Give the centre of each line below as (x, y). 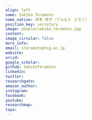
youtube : (15, 100)
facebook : (16, 95)
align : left (18, 10)
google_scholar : (22, 62)
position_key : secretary (32, 24)
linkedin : (16, 72)
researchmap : (19, 105)
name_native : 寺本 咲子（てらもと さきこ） (47, 19)
